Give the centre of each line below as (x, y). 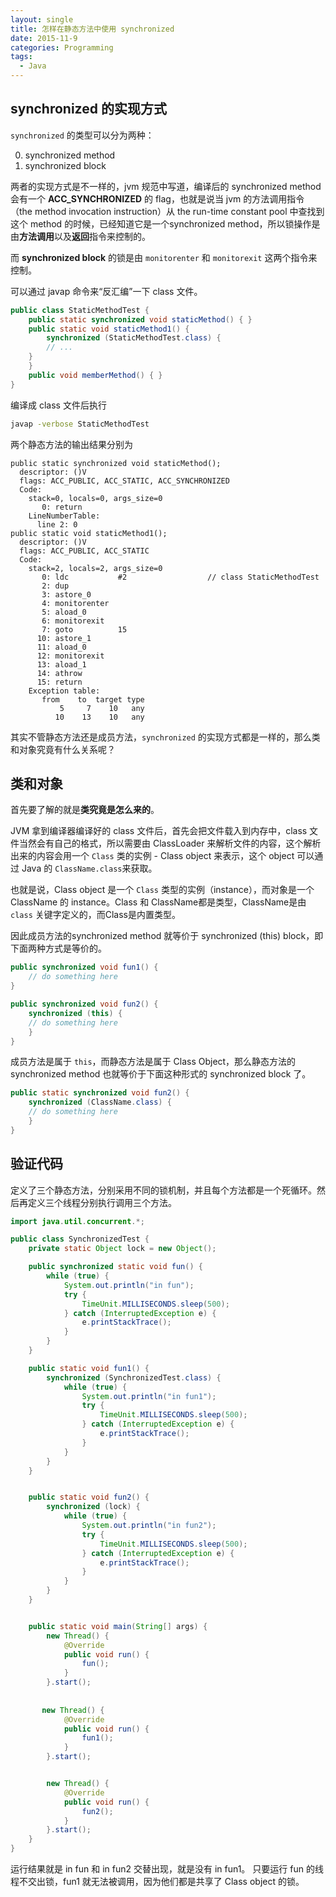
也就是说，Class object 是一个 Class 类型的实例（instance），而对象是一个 (162, 890)
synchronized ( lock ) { (93, 1507)
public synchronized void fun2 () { (84, 1004)
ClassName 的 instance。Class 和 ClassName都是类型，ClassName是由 (158, 902)
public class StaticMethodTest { (80, 310)
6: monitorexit (73, 621)
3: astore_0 (66, 594)
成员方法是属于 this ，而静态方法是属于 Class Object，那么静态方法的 (153, 1062)
